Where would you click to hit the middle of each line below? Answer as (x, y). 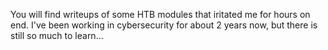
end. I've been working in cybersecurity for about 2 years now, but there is (164, 25)
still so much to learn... (57, 35)
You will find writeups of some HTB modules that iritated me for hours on (160, 14)
